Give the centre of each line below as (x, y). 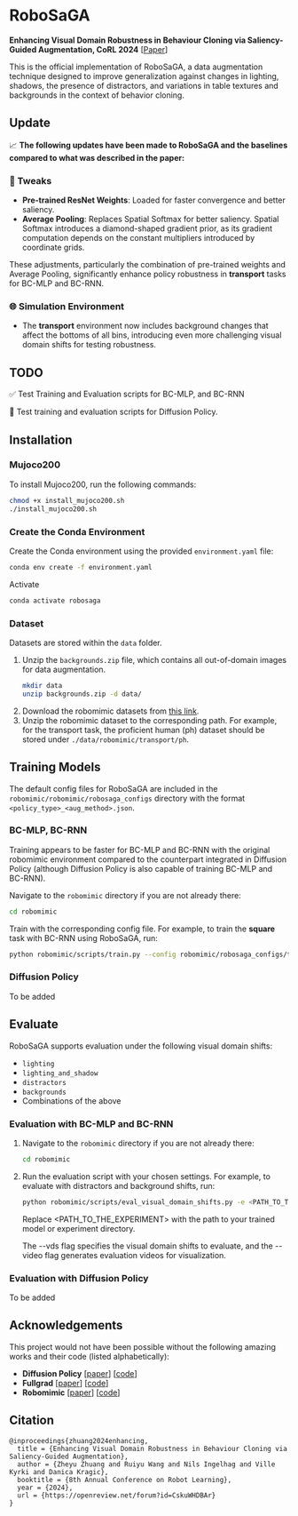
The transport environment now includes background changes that (145, 326)
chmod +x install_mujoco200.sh (67, 500)
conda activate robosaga (55, 601)
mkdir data (42, 685)
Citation (32, 1420)
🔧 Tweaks (31, 180)
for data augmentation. (64, 669)
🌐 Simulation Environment (67, 306)
